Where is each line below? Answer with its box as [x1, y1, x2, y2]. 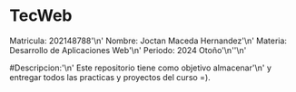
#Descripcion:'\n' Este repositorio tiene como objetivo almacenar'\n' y [9, 62, 272, 73]
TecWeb [9, 5, 73, 26]
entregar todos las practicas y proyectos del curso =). [9, 71, 211, 82]
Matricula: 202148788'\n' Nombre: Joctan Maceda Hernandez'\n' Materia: [9, 35, 288, 46]
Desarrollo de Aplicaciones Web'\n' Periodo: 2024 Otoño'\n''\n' [9, 44, 247, 55]
